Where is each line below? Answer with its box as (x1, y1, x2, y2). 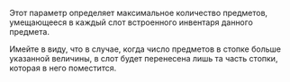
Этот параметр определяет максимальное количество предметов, (9, 8, 268, 18)
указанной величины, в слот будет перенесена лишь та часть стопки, (9, 53, 278, 63)
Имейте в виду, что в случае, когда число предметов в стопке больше (9, 44, 282, 54)
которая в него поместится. (9, 62, 117, 73)
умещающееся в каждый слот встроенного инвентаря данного (9, 17, 254, 28)
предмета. (9, 27, 50, 37)
